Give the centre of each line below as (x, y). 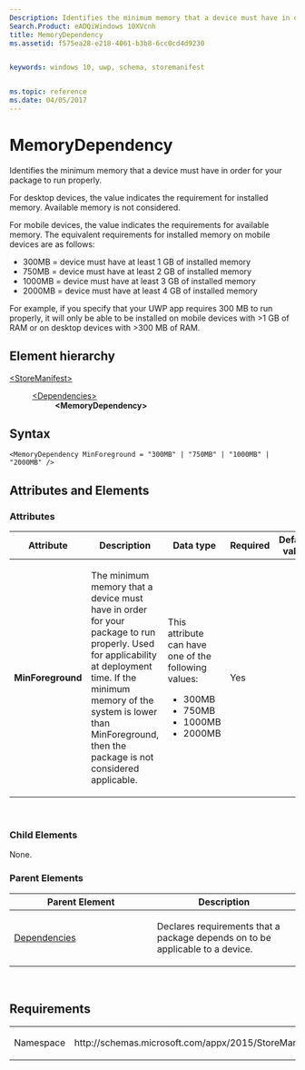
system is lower (124, 712)
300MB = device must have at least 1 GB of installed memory (137, 262)
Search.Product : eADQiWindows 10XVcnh (83, 26)
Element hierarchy (62, 357)
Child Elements (44, 835)
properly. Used (123, 644)
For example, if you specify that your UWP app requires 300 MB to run (141, 308)
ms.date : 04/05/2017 (49, 101)
